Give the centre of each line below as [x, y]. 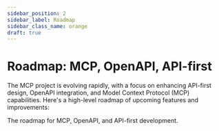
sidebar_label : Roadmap [41, 20]
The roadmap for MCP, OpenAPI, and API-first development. [93, 121]
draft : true [24, 33]
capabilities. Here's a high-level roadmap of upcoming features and [103, 100]
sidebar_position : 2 [37, 13]
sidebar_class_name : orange [48, 26]
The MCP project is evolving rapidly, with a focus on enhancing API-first [109, 86]
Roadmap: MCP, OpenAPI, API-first [109, 67]
